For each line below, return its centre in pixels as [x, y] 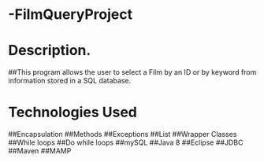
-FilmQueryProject [70, 15]
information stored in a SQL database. [70, 81]
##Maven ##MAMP [40, 151]
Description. [50, 51]
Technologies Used [73, 112]
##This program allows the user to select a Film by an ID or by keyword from [132, 72]
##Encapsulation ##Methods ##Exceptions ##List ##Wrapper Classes [123, 134]
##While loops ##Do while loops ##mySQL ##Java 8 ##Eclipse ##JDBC [126, 142]
